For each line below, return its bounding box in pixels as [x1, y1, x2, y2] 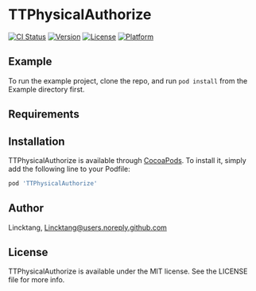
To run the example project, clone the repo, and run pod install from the [8, 76, 248, 85]
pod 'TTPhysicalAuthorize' [8, 179, 98, 188]
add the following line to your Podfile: [8, 164, 131, 173]
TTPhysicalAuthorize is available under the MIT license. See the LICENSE [8, 266, 248, 276]
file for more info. [8, 275, 65, 285]
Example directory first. [8, 84, 85, 94]
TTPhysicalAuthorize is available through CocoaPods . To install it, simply [8, 155, 246, 165]
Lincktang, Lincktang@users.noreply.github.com [8, 223, 167, 232]
